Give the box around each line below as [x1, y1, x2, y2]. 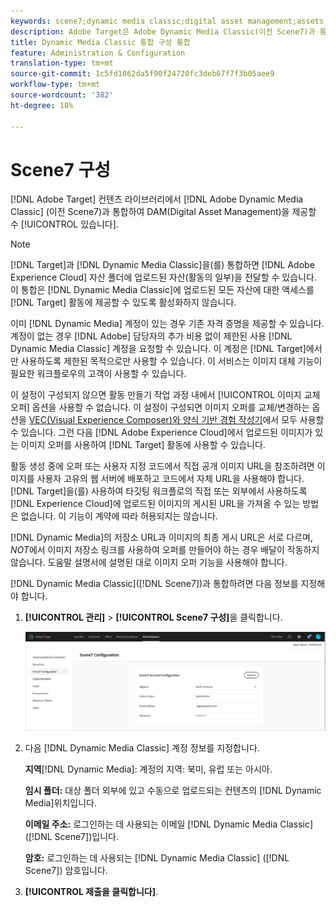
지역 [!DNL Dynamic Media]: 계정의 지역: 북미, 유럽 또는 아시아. [24, 763, 273, 775]
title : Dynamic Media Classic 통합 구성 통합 [10, 37, 191, 47]
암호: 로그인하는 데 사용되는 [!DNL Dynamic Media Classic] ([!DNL [24, 851, 290, 864]
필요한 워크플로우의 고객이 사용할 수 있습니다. [10, 368, 187, 380]
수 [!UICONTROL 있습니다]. [10, 218, 119, 230]
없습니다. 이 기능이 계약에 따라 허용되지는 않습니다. [20, 510, 218, 522]
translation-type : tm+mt [10, 58, 114, 69]
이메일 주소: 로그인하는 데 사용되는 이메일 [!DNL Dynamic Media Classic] [24, 818, 313, 830]
